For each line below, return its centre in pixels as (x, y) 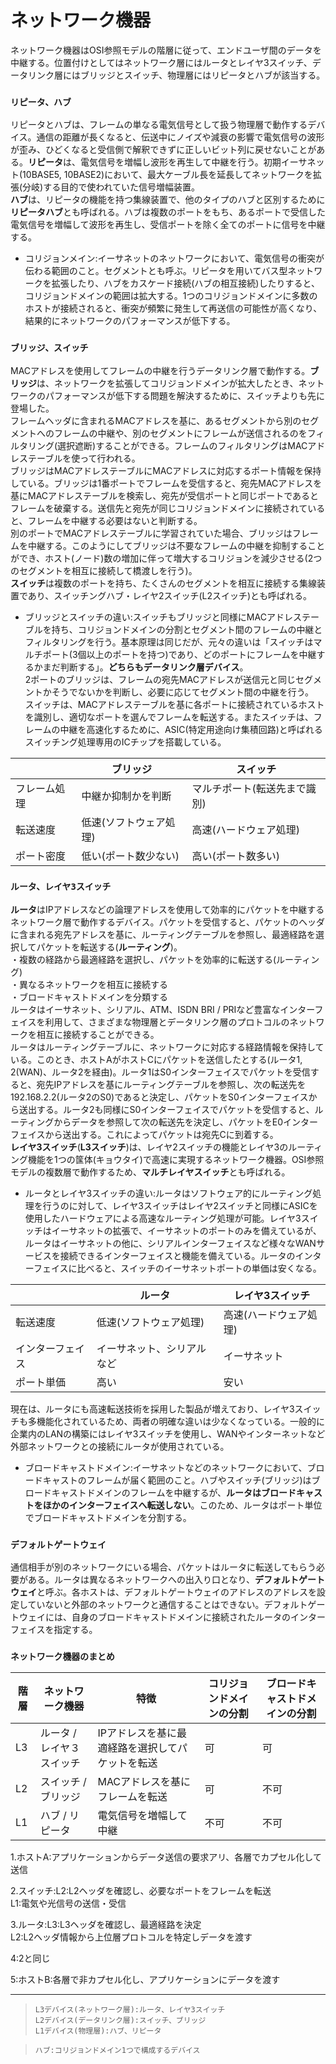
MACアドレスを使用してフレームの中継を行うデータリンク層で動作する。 (160, 370)
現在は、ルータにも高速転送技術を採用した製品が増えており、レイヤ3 (152, 1408)
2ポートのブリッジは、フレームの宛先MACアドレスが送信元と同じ (160, 679)
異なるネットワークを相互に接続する (93, 984)
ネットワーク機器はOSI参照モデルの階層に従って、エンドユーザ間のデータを (166, 50)
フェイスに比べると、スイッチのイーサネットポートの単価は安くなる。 (177, 1268)
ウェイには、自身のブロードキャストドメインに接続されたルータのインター (172, 1617)
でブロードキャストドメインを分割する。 (108, 1517)
